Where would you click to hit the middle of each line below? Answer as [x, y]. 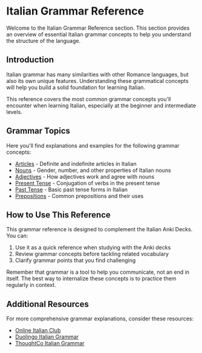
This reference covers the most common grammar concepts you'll [89, 99]
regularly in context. [31, 285]
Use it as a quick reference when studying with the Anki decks [93, 248]
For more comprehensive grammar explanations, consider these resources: [100, 318]
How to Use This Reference [58, 215]
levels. [14, 112]
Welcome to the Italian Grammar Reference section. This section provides [98, 28]
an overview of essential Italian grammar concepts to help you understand [99, 34]
